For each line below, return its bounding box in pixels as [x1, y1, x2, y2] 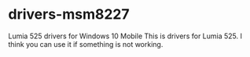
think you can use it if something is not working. [8, 39, 164, 48]
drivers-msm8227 [8, 5, 130, 23]
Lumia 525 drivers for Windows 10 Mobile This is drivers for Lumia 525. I [8, 31, 242, 41]
